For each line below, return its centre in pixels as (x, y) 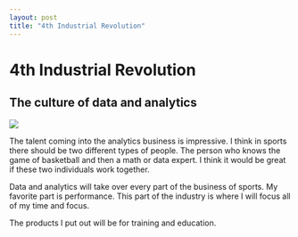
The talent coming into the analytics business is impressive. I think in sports (148, 141)
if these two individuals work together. (79, 169)
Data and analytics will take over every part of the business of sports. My (144, 186)
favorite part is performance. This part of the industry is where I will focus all (150, 196)
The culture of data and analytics (103, 103)
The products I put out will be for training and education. (113, 223)
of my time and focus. (50, 205)
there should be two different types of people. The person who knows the (145, 150)
